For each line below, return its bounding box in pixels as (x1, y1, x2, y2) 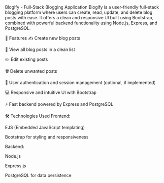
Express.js (5, 163, 26, 169)
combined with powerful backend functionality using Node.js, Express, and (5, 20, 158, 26)
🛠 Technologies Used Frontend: (5, 113, 70, 119)
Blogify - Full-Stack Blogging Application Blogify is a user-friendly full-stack (5, 4, 159, 10)
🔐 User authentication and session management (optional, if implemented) (5, 80, 156, 86)
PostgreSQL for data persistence (5, 173, 71, 178)
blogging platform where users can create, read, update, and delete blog (5, 9, 153, 15)
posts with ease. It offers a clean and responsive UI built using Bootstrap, (5, 15, 154, 20)
